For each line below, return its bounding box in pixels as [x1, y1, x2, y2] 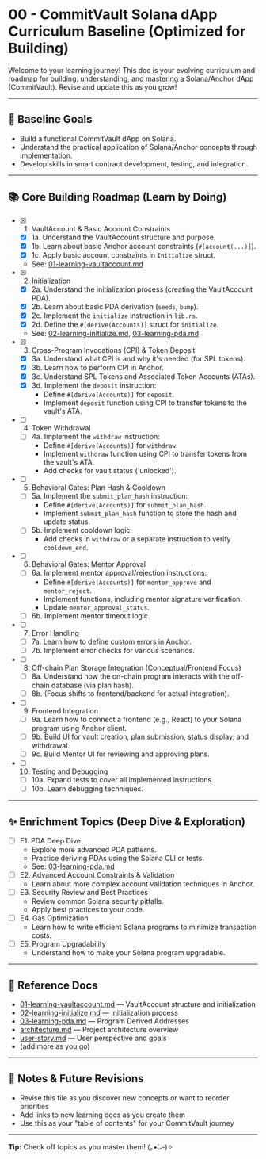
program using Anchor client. [31, 723, 127, 733]
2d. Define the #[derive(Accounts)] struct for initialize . [31, 319, 219, 329]
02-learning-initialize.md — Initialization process [19, 1008, 178, 1018]
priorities [19, 1101, 49, 1111]
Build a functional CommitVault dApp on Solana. [19, 133, 177, 143]
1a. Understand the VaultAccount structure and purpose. [31, 232, 216, 242]
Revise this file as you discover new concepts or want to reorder [19, 1092, 230, 1103]
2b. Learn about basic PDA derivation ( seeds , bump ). [31, 301, 199, 311]
